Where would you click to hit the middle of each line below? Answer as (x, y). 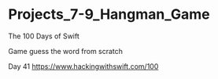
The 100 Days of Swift (44, 36)
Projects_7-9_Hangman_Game (109, 14)
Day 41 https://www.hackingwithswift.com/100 (83, 66)
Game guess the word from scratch (66, 51)
